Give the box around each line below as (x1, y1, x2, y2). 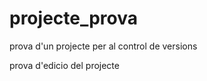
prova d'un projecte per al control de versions (9, 40, 198, 52)
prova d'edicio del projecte (9, 59, 120, 71)
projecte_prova (9, 7, 139, 30)
